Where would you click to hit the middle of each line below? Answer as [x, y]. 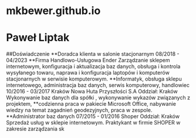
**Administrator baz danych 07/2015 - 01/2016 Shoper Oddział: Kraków [93, 116]
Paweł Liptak [38, 38]
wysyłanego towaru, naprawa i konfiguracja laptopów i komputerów [88, 73]
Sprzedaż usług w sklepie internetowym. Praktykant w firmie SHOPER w [93, 123]
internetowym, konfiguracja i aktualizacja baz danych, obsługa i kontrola [93, 66]
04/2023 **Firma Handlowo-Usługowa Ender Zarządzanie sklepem [88, 60]
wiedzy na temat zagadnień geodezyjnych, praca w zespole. [79, 110]
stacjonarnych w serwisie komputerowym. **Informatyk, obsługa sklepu [94, 79]
